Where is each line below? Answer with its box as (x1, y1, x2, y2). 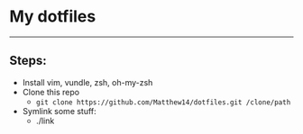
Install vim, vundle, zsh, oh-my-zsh (22, 76, 153, 87)
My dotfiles (9, 6, 96, 27)
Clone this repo (22, 86, 79, 97)
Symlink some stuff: (22, 105, 96, 116)
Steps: (9, 53, 47, 68)
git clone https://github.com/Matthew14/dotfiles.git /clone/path (35, 97, 291, 107)
